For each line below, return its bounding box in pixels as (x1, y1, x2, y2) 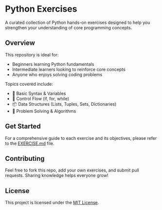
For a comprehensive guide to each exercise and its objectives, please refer (5, 135, 157, 141)
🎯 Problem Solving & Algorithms (12, 108, 76, 114)
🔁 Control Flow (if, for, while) (12, 95, 70, 101)
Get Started (5, 122, 41, 131)
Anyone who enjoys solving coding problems (12, 72, 103, 77)
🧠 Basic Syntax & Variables (12, 90, 66, 96)
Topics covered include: (5, 81, 54, 87)
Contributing (5, 154, 45, 163)
